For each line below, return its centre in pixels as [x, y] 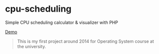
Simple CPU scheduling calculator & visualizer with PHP [62, 22]
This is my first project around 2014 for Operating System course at [85, 41]
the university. [32, 46]
